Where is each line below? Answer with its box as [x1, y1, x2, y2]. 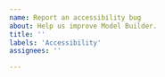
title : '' [9, 30, 46, 38]
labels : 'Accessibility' [9, 38, 102, 47]
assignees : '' [9, 47, 62, 56]
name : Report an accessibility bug [9, 13, 142, 22]
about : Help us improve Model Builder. [9, 21, 158, 30]
